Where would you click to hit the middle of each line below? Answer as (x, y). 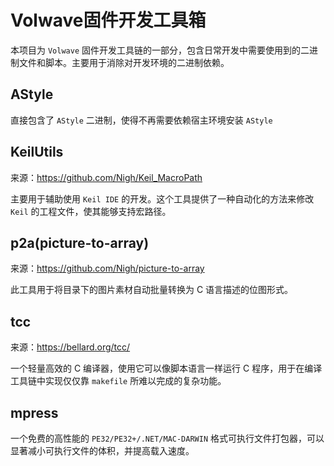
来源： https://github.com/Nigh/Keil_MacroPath (106, 177)
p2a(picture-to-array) (80, 242)
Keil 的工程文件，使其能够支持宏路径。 (91, 211)
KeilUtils (37, 152)
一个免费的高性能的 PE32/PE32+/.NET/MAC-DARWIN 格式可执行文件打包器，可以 (167, 438)
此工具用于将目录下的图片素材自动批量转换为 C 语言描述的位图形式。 (152, 290)
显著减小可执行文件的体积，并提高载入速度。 (102, 450)
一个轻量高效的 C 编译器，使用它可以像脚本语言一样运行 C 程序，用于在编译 (166, 368)
